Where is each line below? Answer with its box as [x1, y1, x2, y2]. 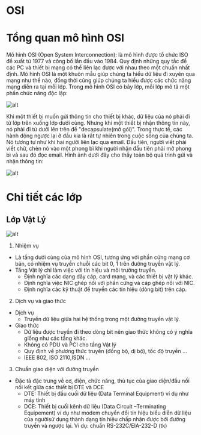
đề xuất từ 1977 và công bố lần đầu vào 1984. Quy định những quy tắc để [6, 58, 187, 65]
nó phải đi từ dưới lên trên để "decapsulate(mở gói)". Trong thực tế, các [6, 126, 183, 133]
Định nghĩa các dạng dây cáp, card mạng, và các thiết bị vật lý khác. [23, 273, 193, 280]
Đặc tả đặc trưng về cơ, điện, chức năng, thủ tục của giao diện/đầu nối [14, 377, 190, 384]
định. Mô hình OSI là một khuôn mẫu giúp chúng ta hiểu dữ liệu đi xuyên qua [6, 70, 195, 78]
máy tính [23, 396, 46, 404]
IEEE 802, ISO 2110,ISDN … [23, 354, 91, 361]
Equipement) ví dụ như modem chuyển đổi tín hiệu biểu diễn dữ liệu [23, 409, 191, 416]
